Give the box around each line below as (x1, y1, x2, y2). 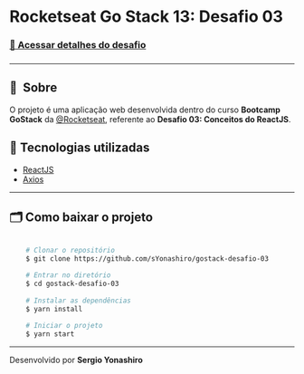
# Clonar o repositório (25, 246, 116, 255)
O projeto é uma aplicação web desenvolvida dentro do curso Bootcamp (9, 104, 280, 115)
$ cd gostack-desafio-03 (25, 279, 119, 289)
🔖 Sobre (9, 80, 58, 96)
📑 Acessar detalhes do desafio (9, 39, 147, 52)
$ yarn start (25, 330, 75, 339)
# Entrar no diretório (25, 271, 111, 280)
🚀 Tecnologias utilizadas (9, 140, 150, 156)
